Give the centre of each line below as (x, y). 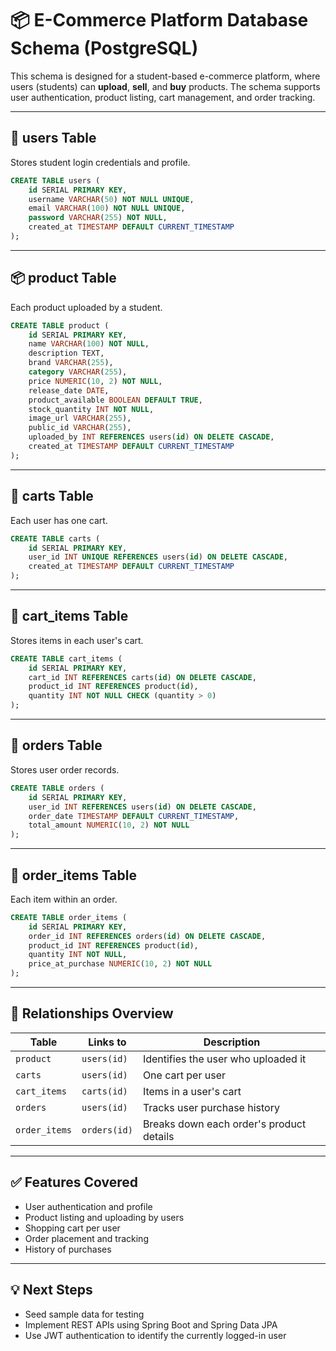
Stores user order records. (65, 769)
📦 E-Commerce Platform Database (159, 20)
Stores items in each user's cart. (77, 640)
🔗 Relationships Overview (92, 1013)
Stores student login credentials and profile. (100, 162)
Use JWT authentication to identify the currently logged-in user (155, 1335)
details (158, 1136)
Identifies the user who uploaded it (224, 1059)
